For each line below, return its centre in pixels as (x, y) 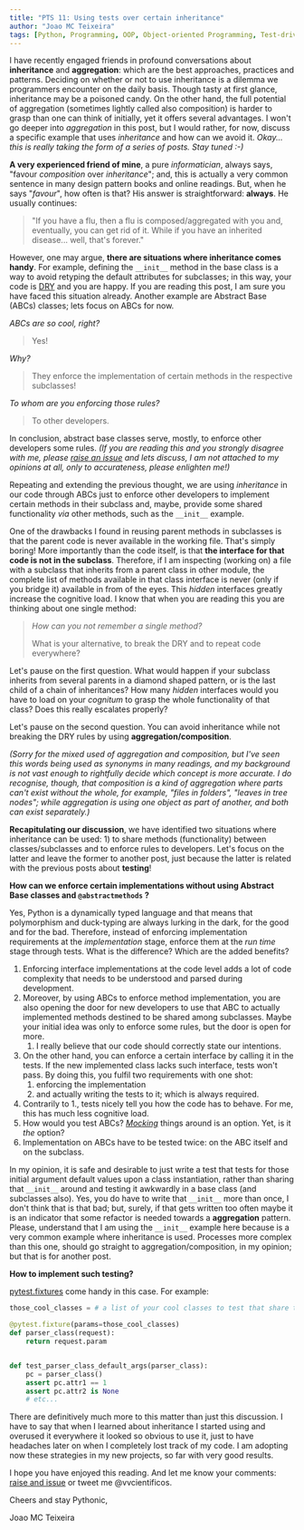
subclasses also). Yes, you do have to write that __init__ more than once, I (149, 1199)
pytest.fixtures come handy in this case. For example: (109, 1291)
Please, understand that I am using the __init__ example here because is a (149, 1228)
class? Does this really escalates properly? (89, 709)
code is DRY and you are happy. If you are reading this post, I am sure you (147, 287)
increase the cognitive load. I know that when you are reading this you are (147, 599)
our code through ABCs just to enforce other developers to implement (139, 494)
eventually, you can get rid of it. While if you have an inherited (147, 230)
